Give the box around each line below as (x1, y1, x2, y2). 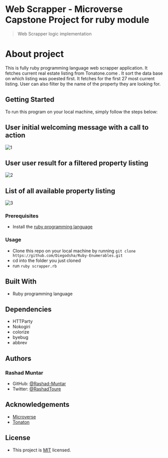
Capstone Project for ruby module (5, 14, 149, 26)
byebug (12, 334, 29, 340)
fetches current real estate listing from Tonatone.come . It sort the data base (5, 70, 163, 76)
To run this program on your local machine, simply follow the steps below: (5, 109, 158, 115)
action (5, 131, 26, 140)
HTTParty (12, 318, 33, 324)
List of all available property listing (5, 186, 115, 195)
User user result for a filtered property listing (5, 159, 149, 167)
